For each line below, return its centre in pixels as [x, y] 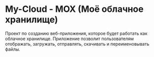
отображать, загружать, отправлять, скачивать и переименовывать [77, 44]
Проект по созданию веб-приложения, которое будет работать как [76, 33]
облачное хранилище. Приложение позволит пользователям [70, 39]
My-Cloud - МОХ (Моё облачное [75, 9]
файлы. [13, 49]
